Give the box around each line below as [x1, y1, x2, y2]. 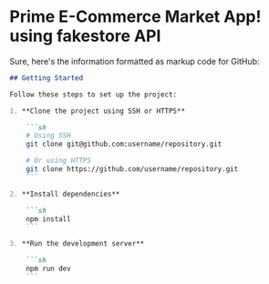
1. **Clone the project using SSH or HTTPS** [9, 106, 185, 116]
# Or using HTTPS [26, 157, 92, 166]
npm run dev [26, 264, 71, 274]
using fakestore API [9, 25, 161, 46]
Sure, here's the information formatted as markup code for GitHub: [9, 56, 260, 66]
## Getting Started [9, 73, 84, 83]
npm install [26, 214, 71, 224]
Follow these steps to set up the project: [9, 89, 178, 99]
